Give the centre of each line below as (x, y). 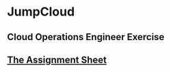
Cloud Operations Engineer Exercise (86, 37)
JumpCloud (41, 12)
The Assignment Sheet (57, 59)
